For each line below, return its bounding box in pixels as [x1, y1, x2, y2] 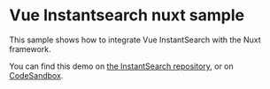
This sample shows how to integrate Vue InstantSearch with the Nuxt [9, 34, 261, 45]
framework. [9, 43, 51, 54]
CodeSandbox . [9, 70, 64, 80]
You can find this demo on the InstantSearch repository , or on [9, 61, 235, 71]
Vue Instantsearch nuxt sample [9, 5, 245, 26]
